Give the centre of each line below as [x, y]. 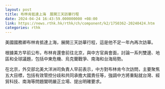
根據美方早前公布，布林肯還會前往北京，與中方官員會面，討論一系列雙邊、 [80, 53]
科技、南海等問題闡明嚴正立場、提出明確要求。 [56, 82]
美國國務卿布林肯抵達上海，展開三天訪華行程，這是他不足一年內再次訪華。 [80, 43]
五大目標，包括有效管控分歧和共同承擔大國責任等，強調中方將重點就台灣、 [80, 75]
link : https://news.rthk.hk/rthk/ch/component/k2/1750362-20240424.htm [80, 23]
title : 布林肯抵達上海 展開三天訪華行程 [42, 14]
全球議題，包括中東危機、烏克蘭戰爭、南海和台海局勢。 [69, 59]
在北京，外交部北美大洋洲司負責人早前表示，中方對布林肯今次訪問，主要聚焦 [82, 69]
